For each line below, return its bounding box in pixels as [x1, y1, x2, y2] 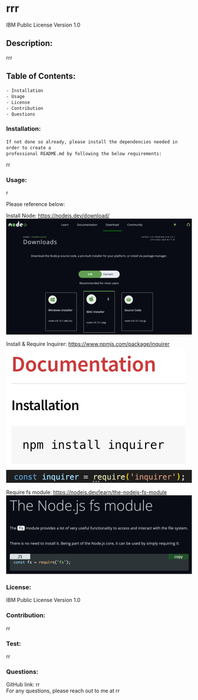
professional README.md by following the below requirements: [6, 151, 162, 156]
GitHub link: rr [6, 681, 40, 688]
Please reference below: [6, 201, 65, 208]
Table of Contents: [6, 71, 76, 81]
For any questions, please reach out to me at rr [6, 687, 120, 695]
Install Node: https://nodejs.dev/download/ [6, 212, 110, 220]
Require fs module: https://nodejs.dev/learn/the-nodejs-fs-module [6, 489, 167, 496]
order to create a [6, 145, 51, 151]
